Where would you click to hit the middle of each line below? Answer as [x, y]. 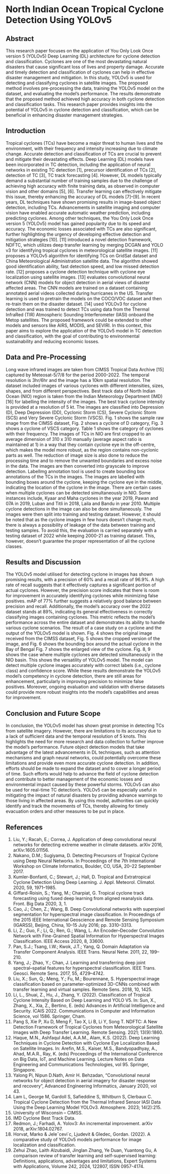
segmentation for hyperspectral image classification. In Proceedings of [87, 915]
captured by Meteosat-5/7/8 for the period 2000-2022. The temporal [77, 375]
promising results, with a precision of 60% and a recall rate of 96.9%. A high [85, 580]
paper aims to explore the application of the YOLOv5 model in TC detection [84, 330]
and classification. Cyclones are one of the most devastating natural [76, 61]
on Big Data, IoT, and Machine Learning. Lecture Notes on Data [78, 1059]
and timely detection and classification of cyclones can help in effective [80, 72]
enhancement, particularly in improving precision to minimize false [75, 682]
